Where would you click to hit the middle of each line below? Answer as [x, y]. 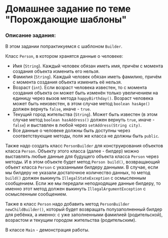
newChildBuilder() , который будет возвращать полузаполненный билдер [84, 209]
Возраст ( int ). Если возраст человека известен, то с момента [80, 88]
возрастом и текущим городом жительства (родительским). [71, 220]
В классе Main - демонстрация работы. [47, 230]
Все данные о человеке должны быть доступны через [71, 131]
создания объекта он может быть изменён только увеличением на [85, 93]
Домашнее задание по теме [68, 9]
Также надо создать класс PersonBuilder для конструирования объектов [84, 146]
